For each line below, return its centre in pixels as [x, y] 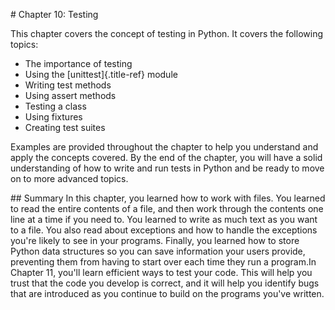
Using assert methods [70, 95]
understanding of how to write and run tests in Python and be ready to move [167, 168]
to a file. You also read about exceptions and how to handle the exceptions [164, 230]
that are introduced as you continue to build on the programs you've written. [167, 293]
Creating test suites [65, 127]
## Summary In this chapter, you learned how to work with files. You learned [168, 198]
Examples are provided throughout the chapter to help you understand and [164, 147]
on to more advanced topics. [69, 178]
